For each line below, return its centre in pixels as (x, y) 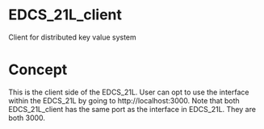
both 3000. (27, 118)
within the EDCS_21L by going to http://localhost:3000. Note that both (124, 100)
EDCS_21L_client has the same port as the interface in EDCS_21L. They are (132, 109)
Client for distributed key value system (73, 37)
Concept (38, 70)
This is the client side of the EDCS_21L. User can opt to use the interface (129, 92)
